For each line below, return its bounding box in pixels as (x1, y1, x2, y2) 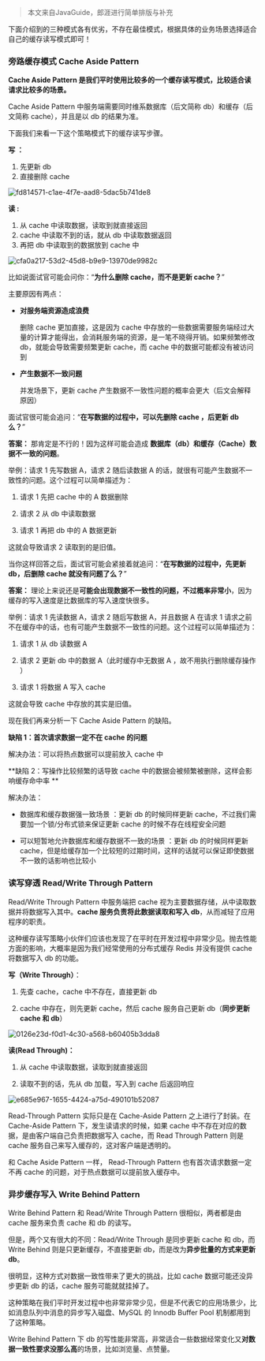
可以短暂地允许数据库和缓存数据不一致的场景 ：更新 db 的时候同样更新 (19, 836, 248, 846)
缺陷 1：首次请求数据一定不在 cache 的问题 (8, 733, 147, 742)
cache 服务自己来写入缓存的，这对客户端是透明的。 (8, 1140, 176, 1150)
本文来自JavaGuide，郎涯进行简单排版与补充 (27, 8, 174, 17)
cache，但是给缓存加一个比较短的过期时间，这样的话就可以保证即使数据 (19, 846, 255, 856)
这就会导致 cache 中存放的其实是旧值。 (8, 699, 136, 709)
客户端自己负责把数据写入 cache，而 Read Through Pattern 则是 (35, 1131, 244, 1140)
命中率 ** (28, 776, 59, 785)
